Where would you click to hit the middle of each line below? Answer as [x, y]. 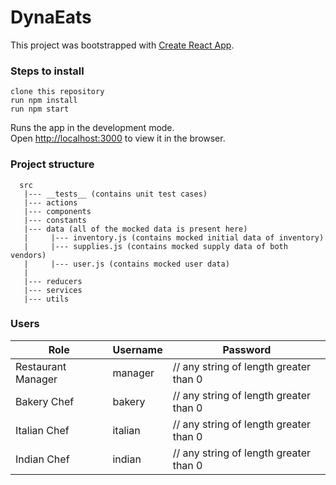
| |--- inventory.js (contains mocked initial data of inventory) [174, 237]
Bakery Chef [45, 401]
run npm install [44, 101]
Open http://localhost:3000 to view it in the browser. [118, 138]
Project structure [52, 164]
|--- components [57, 211]
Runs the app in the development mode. [92, 128]
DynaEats [51, 17]
